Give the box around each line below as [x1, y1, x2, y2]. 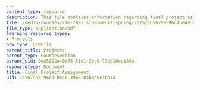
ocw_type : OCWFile [6, 42, 52, 48]
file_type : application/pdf [6, 25, 76, 31]
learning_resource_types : [6, 31, 70, 37]
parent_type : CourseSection [6, 53, 76, 59]
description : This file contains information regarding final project [6, 14, 185, 20]
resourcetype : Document [6, 63, 65, 70]
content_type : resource [6, 8, 65, 15]
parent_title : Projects [6, 47, 65, 53]
